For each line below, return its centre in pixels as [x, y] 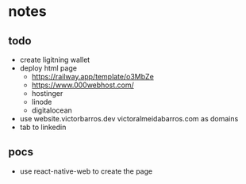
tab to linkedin [43, 127]
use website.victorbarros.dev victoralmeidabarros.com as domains [129, 119]
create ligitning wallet [55, 59]
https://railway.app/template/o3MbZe [93, 77]
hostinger [47, 93]
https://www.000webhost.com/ [83, 85]
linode [42, 102]
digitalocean [52, 110]
